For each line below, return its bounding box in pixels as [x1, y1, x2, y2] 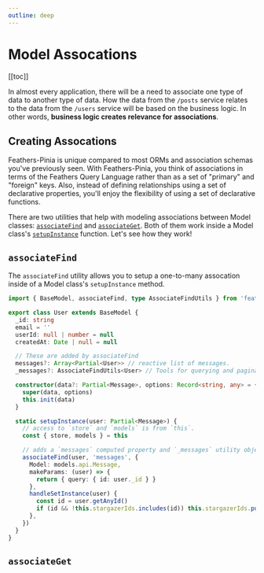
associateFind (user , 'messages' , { [22, 453, 139, 461]
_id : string [15, 316, 55, 323]
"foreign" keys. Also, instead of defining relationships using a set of [8, 180, 226, 190]
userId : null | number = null [15, 331, 114, 338]
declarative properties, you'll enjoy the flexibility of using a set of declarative [8, 189, 255, 198]
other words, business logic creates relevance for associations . [8, 112, 218, 121]
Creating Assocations [8, 135, 117, 148]
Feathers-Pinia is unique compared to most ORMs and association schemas [8, 155, 254, 165]
